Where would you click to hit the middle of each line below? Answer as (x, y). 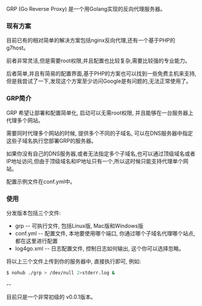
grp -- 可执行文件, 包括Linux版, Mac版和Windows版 (79, 226)
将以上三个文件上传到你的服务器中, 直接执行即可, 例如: (73, 261)
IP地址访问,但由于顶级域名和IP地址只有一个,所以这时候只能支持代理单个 (95, 161)
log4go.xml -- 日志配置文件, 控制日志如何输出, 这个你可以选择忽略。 (99, 248)
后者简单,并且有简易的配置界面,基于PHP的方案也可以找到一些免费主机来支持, (101, 74)
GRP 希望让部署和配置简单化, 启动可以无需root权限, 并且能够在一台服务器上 (100, 112)
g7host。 (18, 48)
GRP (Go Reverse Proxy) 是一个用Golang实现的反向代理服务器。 (86, 9)
